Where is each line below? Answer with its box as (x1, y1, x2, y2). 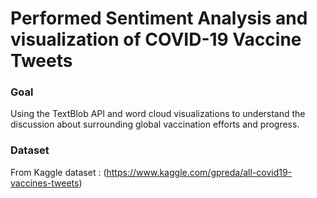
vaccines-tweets (10, 177, 80, 189)
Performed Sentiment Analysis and (10, 7, 308, 30)
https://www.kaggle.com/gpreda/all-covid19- (106, 166, 293, 178)
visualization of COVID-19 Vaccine (10, 28, 302, 51)
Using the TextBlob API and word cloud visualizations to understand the (10, 108, 306, 120)
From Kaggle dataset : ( (10, 166, 107, 178)
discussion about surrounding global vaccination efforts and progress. (10, 118, 300, 131)
